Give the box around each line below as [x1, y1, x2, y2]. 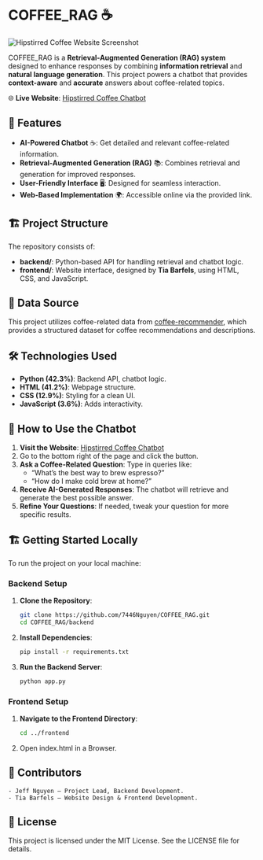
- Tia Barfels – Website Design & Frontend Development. [8, 794, 199, 802]
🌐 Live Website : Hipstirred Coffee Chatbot [8, 93, 147, 102]
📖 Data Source [8, 296, 79, 309]
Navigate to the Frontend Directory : [19, 714, 138, 723]
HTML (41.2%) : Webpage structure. [19, 382, 136, 392]
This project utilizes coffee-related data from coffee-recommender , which [8, 317, 247, 327]
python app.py [19, 677, 66, 685]
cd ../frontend [19, 729, 70, 736]
